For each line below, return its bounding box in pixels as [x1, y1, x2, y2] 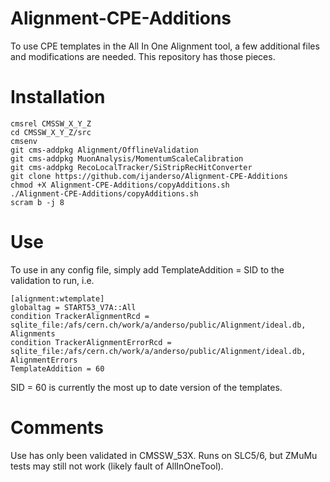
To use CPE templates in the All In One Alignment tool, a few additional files [10, 40, 320, 52]
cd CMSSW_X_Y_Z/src [10, 127, 92, 137]
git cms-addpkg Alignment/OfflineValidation [10, 145, 199, 155]
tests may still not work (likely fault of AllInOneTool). [10, 460, 224, 472]
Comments [10, 417, 104, 439]
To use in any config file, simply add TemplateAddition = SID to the [10, 263, 285, 276]
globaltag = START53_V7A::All [10, 302, 137, 312]
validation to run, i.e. [10, 274, 95, 286]
